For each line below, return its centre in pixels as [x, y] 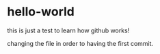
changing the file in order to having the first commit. [80, 43]
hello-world [41, 12]
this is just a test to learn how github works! [68, 30]
